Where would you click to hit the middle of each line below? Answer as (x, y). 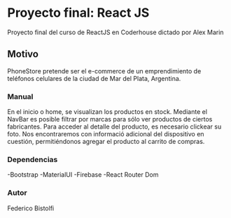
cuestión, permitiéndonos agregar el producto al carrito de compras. (106, 142)
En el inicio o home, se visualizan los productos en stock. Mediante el (107, 112)
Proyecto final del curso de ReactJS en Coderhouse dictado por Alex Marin (115, 32)
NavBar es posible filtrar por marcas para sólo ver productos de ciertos (110, 119)
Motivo (23, 54)
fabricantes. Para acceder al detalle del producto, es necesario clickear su (114, 126)
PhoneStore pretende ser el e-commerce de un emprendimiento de (104, 71)
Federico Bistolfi (31, 208)
